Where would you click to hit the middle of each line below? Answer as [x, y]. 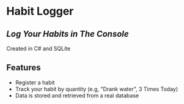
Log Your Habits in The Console [68, 34]
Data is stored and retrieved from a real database [77, 95]
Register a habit [35, 82]
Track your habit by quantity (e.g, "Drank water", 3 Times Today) [97, 89]
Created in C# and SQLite [39, 48]
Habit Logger [40, 11]
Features [24, 68]
